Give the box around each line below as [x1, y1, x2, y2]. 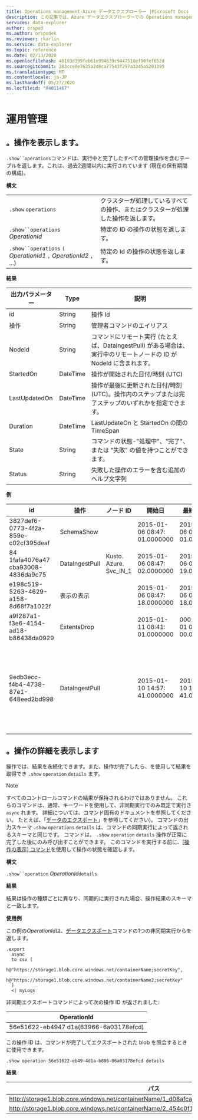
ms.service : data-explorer [6, 42, 72, 48]
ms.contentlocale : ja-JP [6, 74, 67, 80]
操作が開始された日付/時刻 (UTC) [91, 370, 183, 378]
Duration [9, 422, 34, 430]
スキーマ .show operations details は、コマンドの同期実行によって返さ [11, 823, 184, 831]
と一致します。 [6, 902, 42, 909]
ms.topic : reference [6, 47, 57, 53]
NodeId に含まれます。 [91, 359, 154, 367]
